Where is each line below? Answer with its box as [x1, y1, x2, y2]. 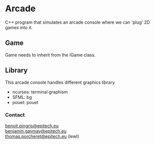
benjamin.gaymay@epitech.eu [5, 128, 67, 134]
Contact [5, 111, 25, 118]
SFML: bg [12, 94, 32, 100]
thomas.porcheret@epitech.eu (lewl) [5, 133, 80, 139]
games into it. [5, 24, 33, 30]
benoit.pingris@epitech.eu [5, 123, 59, 129]
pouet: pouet [12, 99, 38, 105]
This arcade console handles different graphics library [5, 79, 115, 85]
